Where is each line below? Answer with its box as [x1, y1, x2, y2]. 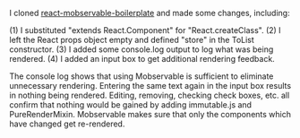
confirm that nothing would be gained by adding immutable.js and [9, 99, 253, 110]
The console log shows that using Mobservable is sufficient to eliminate [9, 71, 274, 82]
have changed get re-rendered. [9, 118, 125, 129]
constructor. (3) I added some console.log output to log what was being [9, 44, 274, 55]
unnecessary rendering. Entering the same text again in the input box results [9, 81, 292, 91]
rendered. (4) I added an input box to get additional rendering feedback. [9, 54, 275, 64]
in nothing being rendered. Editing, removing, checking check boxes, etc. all [9, 90, 290, 100]
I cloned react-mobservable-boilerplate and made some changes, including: [9, 8, 290, 18]
